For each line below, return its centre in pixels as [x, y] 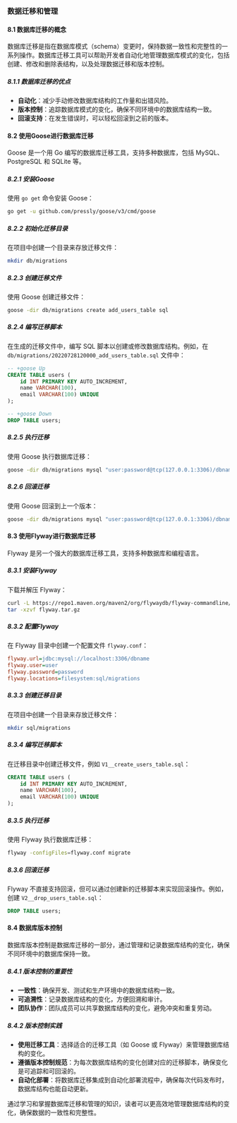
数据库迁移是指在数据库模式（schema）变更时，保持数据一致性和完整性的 [115, 47]
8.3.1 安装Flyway [32, 570]
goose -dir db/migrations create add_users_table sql [88, 310]
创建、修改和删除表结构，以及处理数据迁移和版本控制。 [87, 64]
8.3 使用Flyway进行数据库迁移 [52, 536]
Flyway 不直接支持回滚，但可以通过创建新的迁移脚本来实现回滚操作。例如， [117, 889]
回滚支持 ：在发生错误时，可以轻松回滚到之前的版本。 [95, 119]
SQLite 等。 [68, 162]
